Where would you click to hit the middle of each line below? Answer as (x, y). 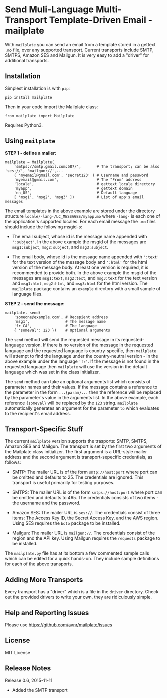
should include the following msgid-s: (44, 227)
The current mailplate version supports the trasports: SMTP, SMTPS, (77, 441)
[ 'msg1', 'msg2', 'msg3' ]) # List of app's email (79, 197)
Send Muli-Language (49, 9)
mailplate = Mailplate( (30, 162)
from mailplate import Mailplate (40, 116)
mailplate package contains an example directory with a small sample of (86, 288)
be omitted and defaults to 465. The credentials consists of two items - (85, 498)
